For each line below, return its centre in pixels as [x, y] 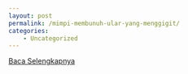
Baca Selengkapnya [42, 61]
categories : [28, 31]
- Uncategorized [51, 38]
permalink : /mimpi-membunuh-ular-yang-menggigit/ [94, 23]
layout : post [31, 16]
